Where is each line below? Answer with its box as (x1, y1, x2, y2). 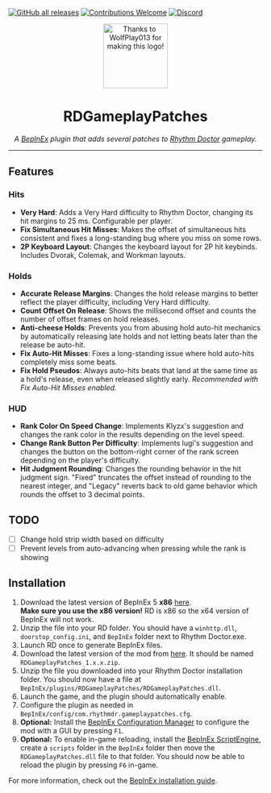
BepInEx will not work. (19, 614, 94, 624)
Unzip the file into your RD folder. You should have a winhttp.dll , (19, 623, 238, 633)
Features (8, 165, 54, 179)
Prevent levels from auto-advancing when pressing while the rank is (19, 544, 247, 554)
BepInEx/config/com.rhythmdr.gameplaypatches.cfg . (19, 708, 193, 718)
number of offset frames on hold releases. (19, 314, 161, 324)
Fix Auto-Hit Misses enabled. (19, 383, 117, 392)
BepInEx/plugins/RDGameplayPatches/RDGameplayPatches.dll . (19, 683, 222, 692)
